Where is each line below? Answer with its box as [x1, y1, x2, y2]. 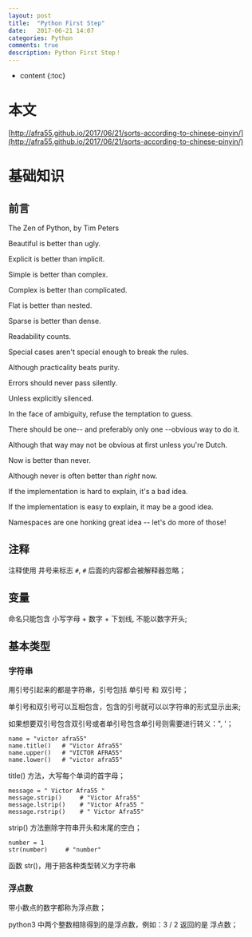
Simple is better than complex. [8, 269, 108, 279]
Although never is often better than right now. [8, 471, 158, 480]
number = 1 [8, 839, 45, 847]
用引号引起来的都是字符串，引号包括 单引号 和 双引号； [8, 685, 189, 695]
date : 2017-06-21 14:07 [8, 26, 94, 34]
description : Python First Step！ [8, 49, 122, 57]
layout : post [8, 11, 52, 20]
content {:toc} [19, 71, 66, 80]
